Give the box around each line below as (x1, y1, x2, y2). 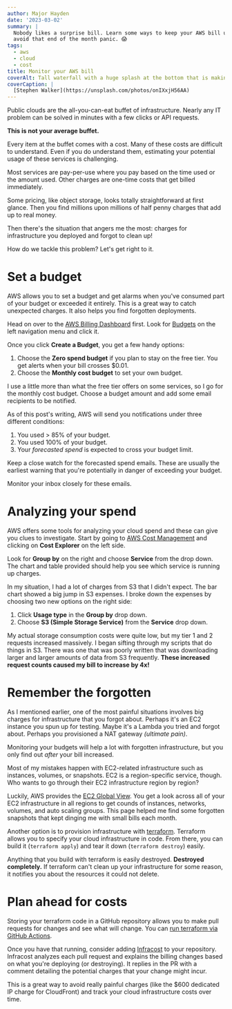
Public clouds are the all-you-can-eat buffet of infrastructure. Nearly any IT (7, 106, 222, 115)
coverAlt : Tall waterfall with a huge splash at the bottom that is (7, 74, 209, 81)
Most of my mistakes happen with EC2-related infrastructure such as (7, 763, 204, 772)
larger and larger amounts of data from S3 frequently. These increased (7, 654, 211, 661)
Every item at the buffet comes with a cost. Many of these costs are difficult (7, 140, 223, 148)
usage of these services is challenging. (7, 155, 119, 163)
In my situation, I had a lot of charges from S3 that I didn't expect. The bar (7, 582, 217, 591)
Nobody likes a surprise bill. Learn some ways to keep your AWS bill (13, 29, 221, 37)
